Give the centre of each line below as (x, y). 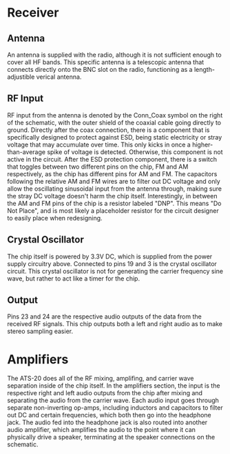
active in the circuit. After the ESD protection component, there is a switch (112, 159)
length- (205, 69)
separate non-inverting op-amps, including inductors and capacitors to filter (115, 408)
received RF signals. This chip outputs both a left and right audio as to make (115, 324)
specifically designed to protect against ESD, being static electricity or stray (115, 137)
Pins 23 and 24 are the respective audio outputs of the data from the (104, 316)
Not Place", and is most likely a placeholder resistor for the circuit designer (113, 210)
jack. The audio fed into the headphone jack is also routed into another (107, 422)
